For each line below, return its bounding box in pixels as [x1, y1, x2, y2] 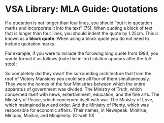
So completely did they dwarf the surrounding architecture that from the [5, 70, 152, 76]
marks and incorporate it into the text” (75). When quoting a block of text [5, 25, 153, 31]
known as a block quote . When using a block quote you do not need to [5, 36, 149, 41]
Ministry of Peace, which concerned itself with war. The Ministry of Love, [5, 96, 154, 102]
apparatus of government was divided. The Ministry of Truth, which [5, 86, 142, 92]
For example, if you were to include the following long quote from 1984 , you [5, 50, 159, 56]
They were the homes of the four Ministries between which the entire [5, 81, 146, 87]
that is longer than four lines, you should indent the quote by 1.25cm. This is [5, 30, 159, 36]
